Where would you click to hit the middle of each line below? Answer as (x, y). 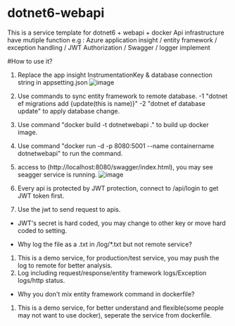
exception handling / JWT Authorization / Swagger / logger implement (109, 47)
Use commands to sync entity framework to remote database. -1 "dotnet (122, 96)
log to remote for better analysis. (65, 265)
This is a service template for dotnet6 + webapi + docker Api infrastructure (116, 32)
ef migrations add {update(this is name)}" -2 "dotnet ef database (112, 103)
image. (27, 132)
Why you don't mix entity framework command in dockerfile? (106, 294)
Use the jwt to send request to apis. (69, 209)
